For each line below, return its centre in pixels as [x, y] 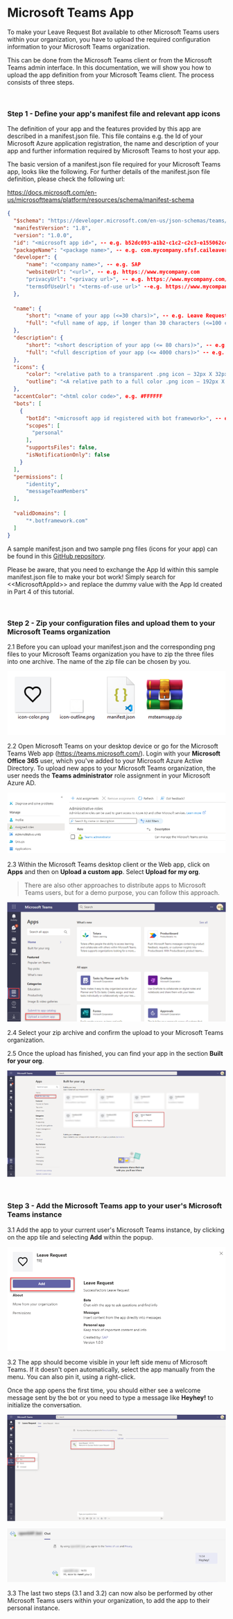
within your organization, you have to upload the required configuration [109, 39]
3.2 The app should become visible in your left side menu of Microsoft [107, 1362]
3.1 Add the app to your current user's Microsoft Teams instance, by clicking [116, 1230]
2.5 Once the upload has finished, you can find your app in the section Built [115, 1053]
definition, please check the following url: [66, 179]
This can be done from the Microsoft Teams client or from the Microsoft [110, 60]
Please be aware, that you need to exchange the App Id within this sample [113, 569]
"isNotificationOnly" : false [68, 455]
